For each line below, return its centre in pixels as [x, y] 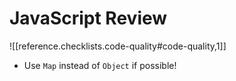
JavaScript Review [88, 18]
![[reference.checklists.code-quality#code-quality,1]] [118, 46]
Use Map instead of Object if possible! [100, 65]
